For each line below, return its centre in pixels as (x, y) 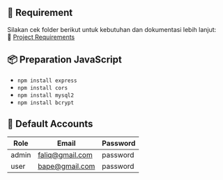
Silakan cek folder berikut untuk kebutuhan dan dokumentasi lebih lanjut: (112, 29)
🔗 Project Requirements (41, 37)
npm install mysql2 (46, 95)
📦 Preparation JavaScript (64, 60)
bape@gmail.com (67, 166)
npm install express (47, 81)
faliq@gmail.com (65, 155)
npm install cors (43, 88)
